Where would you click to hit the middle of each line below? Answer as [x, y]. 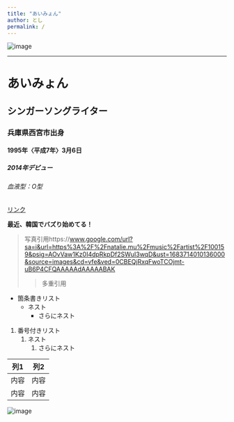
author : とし [25, 20]
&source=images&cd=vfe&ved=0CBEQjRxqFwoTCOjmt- [104, 262]
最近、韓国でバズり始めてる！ [50, 224]
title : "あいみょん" [34, 14]
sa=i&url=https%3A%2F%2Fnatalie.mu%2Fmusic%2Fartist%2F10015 [124, 247]
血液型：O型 [25, 187]
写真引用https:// [47, 239]
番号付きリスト [39, 331]
